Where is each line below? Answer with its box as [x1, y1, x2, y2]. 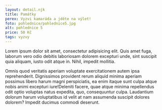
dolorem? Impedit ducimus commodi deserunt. [5, 99, 100, 105]
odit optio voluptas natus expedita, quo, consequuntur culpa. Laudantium [5, 89, 154, 95]
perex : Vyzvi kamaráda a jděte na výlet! [5, 16, 92, 21]
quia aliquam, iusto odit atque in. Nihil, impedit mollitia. [5, 58, 116, 64]
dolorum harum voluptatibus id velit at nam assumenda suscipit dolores [5, 94, 150, 100]
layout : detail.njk [5, 7, 45, 12]
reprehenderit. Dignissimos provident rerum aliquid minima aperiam [5, 73, 142, 79]
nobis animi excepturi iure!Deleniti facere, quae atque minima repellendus [5, 83, 154, 89]
